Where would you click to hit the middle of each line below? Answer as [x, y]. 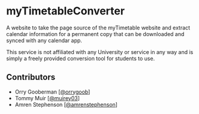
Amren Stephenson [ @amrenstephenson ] [66, 104]
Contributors [31, 77]
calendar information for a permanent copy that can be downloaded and [95, 34]
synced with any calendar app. [44, 40]
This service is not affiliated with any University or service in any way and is [100, 52]
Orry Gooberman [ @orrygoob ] [52, 92]
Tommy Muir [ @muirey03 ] [47, 98]
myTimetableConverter [65, 11]
